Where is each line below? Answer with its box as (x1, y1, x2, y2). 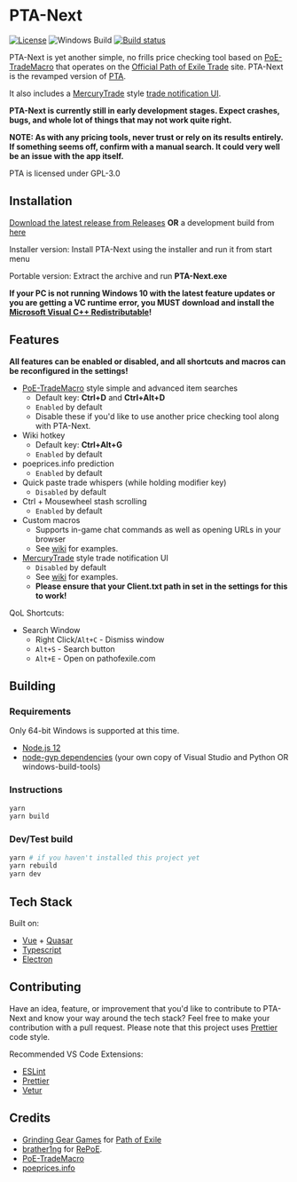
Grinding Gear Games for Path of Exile (21, 1134, 162, 1145)
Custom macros (21, 514, 81, 525)
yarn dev (9, 869, 42, 879)
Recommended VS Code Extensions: (9, 1049, 144, 1059)
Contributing (9, 980, 82, 995)
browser (35, 534, 66, 544)
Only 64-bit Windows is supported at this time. (9, 726, 180, 736)
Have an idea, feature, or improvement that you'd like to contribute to (9, 1003, 262, 1013)
